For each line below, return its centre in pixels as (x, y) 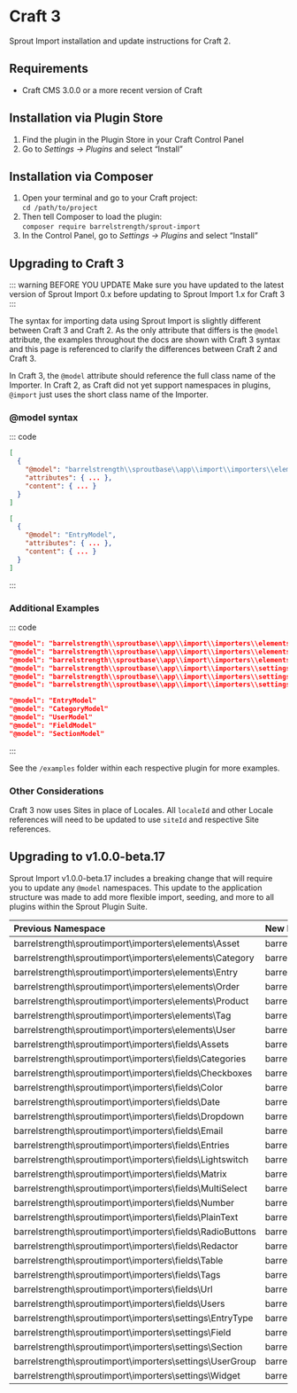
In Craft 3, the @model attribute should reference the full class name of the (142, 376)
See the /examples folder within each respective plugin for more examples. (145, 768)
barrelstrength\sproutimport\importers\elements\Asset (127, 943)
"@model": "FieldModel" (53, 725)
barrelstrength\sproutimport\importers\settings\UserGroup (135, 1361)
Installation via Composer (81, 176)
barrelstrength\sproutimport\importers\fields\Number (124, 1202)
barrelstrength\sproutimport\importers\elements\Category (134, 958)
